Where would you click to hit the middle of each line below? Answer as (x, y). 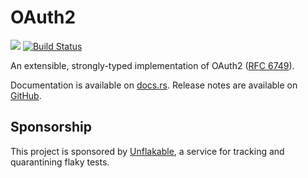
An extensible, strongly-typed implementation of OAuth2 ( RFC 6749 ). (152, 65)
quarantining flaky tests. (60, 162)
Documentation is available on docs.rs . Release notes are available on (154, 85)
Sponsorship (51, 127)
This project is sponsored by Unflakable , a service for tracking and (147, 151)
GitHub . (26, 95)
